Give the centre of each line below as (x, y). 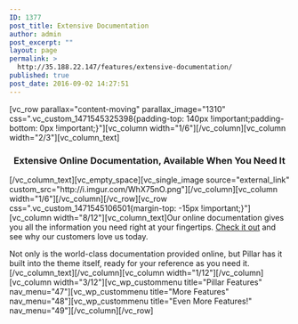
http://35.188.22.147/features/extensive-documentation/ (125, 68)
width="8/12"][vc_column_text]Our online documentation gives (169, 217)
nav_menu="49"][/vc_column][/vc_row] (81, 310)
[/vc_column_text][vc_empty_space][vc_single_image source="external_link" (149, 180)
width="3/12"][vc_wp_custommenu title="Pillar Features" (157, 282)
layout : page (33, 51)
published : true (39, 76)
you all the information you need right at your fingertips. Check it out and (143, 227)
